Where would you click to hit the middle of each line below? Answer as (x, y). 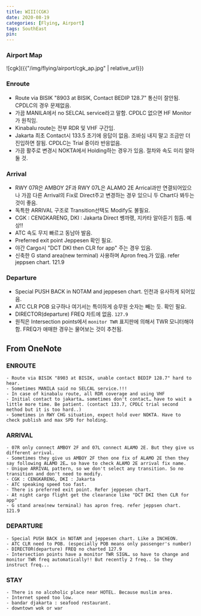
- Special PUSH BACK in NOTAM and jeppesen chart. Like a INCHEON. (92, 538)
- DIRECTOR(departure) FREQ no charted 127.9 (64, 549)
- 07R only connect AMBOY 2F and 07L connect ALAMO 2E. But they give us (100, 448)
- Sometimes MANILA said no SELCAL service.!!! (67, 389)
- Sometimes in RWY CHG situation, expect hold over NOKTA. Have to (94, 415)
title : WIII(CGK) (28, 12)
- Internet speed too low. (40, 597)
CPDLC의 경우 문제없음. (43, 105)
